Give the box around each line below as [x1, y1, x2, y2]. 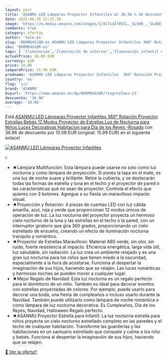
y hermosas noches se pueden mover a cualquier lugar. [12, 270, 127, 277]
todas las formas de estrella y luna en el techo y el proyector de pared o [12, 180, 160, 186]
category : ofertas [5, 30, 43, 35]
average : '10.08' [5, 100, 41, 105]
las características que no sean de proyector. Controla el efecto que [12, 185, 152, 192]
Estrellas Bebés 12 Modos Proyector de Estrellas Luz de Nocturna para [5, 119, 150, 125]
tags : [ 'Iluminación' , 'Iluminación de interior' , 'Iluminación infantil [5, 49, 159, 54]
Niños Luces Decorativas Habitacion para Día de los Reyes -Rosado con [5, 124, 153, 130]
